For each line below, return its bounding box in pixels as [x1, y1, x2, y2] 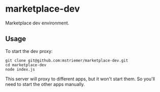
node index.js [5, 67, 36, 72]
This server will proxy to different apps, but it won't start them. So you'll [5, 76, 155, 82]
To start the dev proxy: [5, 48, 53, 54]
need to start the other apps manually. [5, 81, 85, 87]
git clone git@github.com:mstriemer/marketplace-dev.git [5, 58, 129, 63]
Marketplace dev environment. [5, 20, 70, 26]
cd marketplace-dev [5, 62, 47, 68]
